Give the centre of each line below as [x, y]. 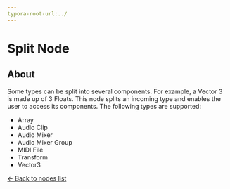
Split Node [38, 48]
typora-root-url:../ [38, 14]
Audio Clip [32, 127]
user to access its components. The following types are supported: [104, 106]
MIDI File [30, 150]
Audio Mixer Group [45, 142]
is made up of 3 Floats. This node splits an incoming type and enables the [114, 98]
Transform [32, 157]
